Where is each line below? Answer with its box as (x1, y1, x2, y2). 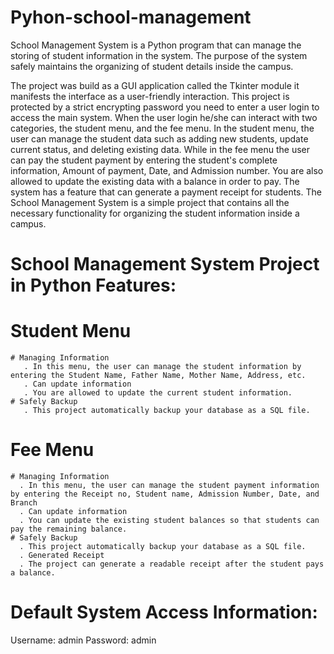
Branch (10, 498, 38, 508)
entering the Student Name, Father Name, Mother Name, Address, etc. (10, 371, 307, 381)
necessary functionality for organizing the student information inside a (10, 207, 300, 219)
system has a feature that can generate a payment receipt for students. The (10, 186, 322, 198)
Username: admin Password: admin (10, 634, 157, 646)
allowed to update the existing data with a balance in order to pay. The (10, 175, 300, 187)
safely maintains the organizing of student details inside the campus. (10, 60, 294, 72)
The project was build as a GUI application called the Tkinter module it (10, 79, 300, 91)
